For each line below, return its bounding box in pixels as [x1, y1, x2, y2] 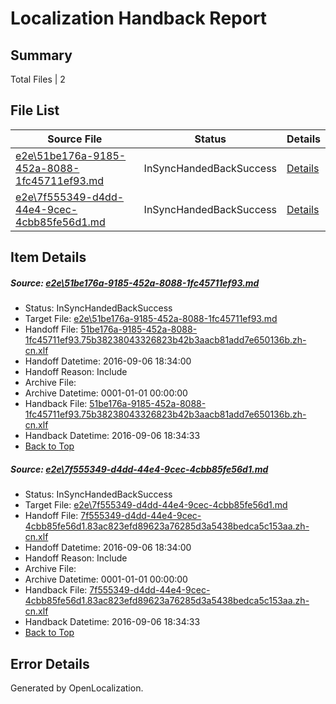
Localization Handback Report [10, 7, 268, 30]
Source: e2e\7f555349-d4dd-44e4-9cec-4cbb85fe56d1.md [10, 463, 269, 475]
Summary [10, 47, 73, 64]
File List [10, 102, 60, 119]
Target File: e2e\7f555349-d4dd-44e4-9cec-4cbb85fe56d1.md [24, 499, 288, 511]
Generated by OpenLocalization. [10, 682, 144, 694]
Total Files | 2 [10, 73, 66, 85]
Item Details [10, 249, 87, 266]
